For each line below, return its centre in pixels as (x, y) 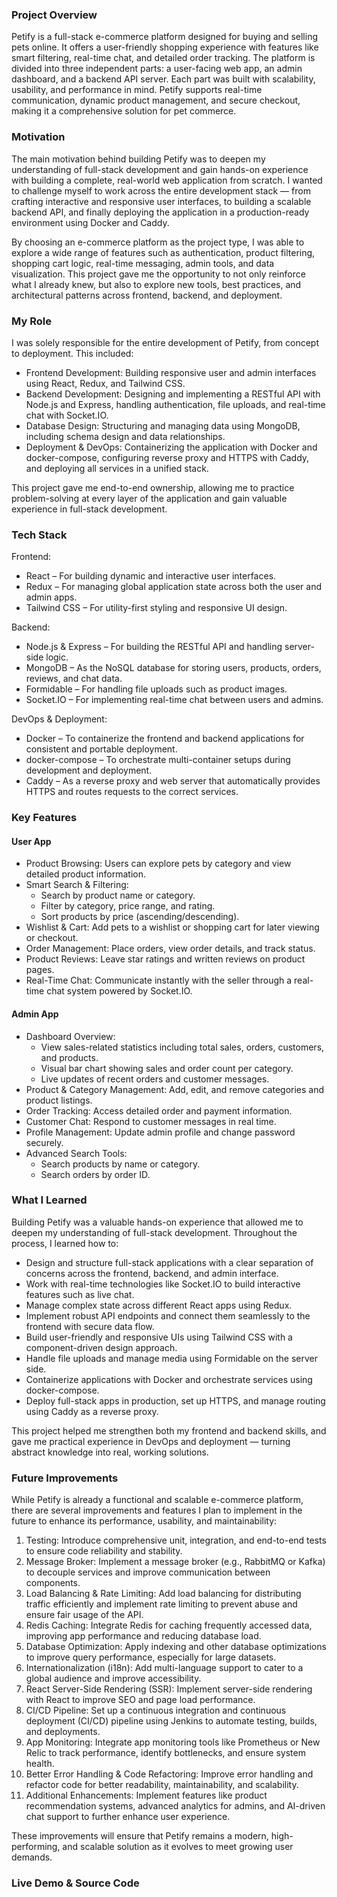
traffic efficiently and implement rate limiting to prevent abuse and (161, 1604)
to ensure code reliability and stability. (104, 1551)
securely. (44, 1142)
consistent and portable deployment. (101, 749)
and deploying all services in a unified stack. (117, 468)
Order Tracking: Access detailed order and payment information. (159, 1110)
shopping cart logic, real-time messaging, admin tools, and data (143, 263)
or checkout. (52, 938)
